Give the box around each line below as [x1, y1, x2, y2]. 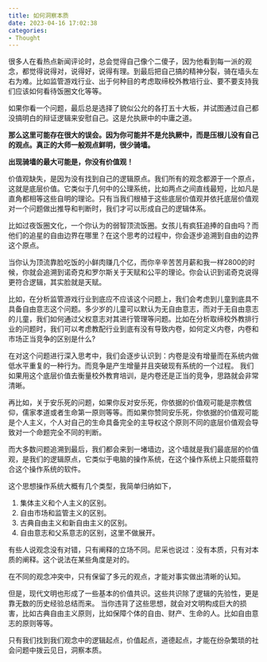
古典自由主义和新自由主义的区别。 [19, 518, 132, 528]
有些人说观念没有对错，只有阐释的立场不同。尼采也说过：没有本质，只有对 [8, 545, 252, 555]
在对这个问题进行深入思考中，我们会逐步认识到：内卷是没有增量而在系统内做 [8, 351, 259, 360]
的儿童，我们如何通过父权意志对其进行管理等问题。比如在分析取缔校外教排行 [8, 314, 259, 324]
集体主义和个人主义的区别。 [19, 498, 111, 508]
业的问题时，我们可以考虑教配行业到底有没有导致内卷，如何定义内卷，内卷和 [8, 324, 259, 334]
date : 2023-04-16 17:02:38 [8, 19, 98, 27]
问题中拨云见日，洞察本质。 [14, 645, 106, 655]
